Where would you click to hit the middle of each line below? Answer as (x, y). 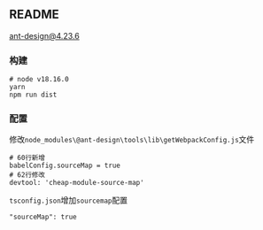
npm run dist (33, 95)
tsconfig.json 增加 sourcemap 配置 (69, 200)
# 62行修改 (27, 175)
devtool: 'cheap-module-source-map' (77, 183)
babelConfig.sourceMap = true (65, 166)
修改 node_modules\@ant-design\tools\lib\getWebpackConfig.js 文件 (132, 140)
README (34, 15)
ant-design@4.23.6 (44, 35)
